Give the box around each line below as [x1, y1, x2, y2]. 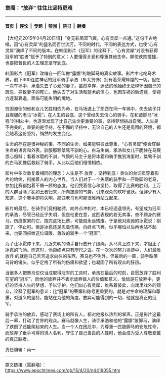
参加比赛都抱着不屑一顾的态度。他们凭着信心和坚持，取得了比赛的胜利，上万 [5, 182, 161, 188]
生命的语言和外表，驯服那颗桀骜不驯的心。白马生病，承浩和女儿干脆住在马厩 [5, 147, 161, 153]
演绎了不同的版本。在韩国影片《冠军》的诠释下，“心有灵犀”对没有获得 [15, 47, 158, 53]
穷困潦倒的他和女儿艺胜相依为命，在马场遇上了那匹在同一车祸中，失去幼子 [5, 106, 157, 111]
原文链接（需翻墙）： [5, 362, 46, 368]
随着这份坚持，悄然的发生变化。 [9, 130, 75, 136]
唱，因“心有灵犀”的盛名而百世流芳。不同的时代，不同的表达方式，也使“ [5, 41, 150, 47]
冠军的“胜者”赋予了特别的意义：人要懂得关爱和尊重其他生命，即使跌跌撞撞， [5, 54, 161, 59]
